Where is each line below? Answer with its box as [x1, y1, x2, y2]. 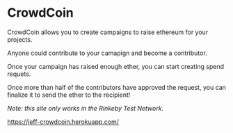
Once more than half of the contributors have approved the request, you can [7, 83, 226, 91]
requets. [7, 70, 31, 78]
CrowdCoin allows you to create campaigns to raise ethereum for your [7, 28, 209, 36]
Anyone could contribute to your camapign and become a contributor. [7, 49, 207, 57]
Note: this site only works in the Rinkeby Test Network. [7, 104, 164, 112]
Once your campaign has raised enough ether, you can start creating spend [7, 62, 225, 70]
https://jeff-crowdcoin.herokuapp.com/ [7, 117, 120, 126]
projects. [7, 35, 33, 43]
